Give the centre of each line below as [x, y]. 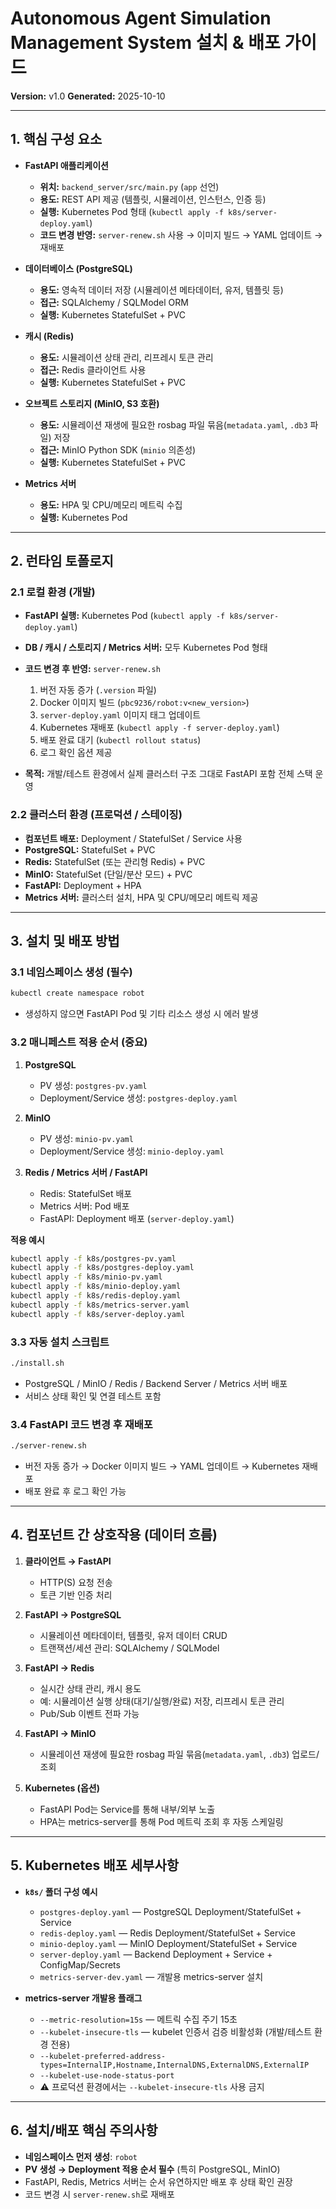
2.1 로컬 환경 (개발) [53, 592]
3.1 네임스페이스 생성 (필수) [71, 972]
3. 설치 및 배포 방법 [65, 941]
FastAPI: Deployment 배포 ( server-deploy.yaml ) [137, 1218]
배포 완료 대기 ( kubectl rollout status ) [120, 740]
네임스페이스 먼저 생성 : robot [81, 2156]
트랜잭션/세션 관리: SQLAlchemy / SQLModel [129, 1648]
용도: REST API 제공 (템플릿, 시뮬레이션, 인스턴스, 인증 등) [153, 199]
